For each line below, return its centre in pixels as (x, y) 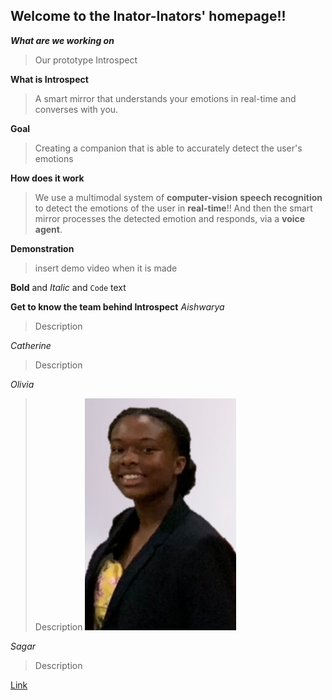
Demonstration (42, 248)
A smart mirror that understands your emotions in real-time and (165, 98)
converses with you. (76, 109)
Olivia (22, 384)
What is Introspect (49, 79)
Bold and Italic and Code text (68, 287)
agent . (48, 229)
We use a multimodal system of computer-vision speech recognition (178, 197)
